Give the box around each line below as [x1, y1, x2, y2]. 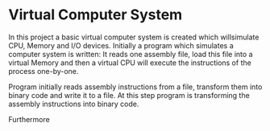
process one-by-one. [8, 66, 79, 76]
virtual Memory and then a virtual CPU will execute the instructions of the [8, 58, 251, 68]
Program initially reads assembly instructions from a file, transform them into [8, 82, 263, 92]
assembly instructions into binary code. [8, 99, 139, 108]
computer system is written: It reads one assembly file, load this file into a [8, 49, 253, 59]
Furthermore [8, 114, 50, 124]
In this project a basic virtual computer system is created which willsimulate [8, 32, 260, 42]
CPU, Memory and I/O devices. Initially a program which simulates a [8, 40, 234, 50]
